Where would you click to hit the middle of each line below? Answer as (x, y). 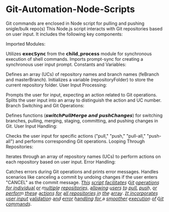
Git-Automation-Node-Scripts (70, 9)
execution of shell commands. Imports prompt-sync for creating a (75, 59)
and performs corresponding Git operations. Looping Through (80, 141)
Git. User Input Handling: (31, 126)
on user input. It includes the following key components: (64, 34)
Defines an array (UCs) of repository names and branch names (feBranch (82, 74)
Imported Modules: (26, 44)
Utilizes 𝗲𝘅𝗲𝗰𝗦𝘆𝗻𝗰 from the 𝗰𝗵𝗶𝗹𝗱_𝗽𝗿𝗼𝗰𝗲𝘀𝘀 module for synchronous (79, 54)
